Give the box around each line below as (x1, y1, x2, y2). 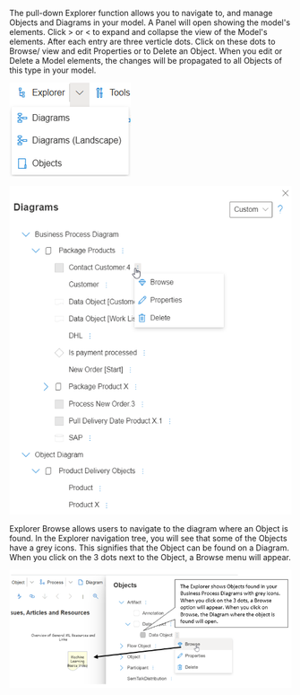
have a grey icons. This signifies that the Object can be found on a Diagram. (9, 542, 289, 553)
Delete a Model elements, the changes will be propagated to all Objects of (9, 56, 282, 66)
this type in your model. (9, 65, 97, 75)
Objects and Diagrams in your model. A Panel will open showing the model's (9, 17, 291, 28)
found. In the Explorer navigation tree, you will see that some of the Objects (9, 533, 288, 544)
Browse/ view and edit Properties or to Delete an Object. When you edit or (9, 46, 283, 57)
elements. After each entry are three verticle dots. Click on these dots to (9, 36, 276, 47)
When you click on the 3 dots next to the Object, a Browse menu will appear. (9, 552, 291, 563)
